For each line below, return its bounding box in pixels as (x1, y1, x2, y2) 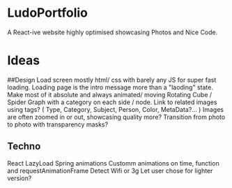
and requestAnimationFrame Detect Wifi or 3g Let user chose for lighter (7, 166, 213, 175)
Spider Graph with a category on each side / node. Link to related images (7, 98, 217, 106)
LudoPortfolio (7, 5, 88, 21)
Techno (7, 140, 41, 152)
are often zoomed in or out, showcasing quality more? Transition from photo (7, 113, 226, 121)
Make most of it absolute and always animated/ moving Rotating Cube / (7, 90, 212, 99)
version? (7, 173, 32, 182)
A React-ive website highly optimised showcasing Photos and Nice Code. (7, 28, 218, 36)
